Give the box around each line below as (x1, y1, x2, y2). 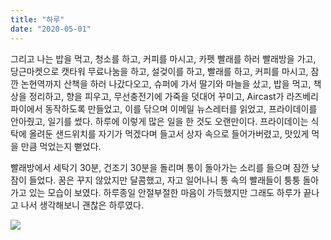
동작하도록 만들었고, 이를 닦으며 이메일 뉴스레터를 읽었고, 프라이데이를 (44, 102, 318, 115)
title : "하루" (10, 14, 65, 25)
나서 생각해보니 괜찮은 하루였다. (20, 199, 144, 211)
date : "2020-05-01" (10, 24, 92, 34)
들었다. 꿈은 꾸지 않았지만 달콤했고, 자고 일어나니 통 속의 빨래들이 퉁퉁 (28, 174, 301, 186)
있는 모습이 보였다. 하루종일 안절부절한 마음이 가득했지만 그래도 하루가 (28, 186, 302, 198)
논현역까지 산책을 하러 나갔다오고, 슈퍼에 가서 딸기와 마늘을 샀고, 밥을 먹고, (20, 77, 312, 90)
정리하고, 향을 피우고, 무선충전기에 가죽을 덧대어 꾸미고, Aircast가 (28, 90, 285, 102)
